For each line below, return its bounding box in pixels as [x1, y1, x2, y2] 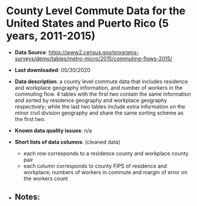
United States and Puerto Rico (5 [6, 17, 169, 30]
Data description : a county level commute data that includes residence [14, 78, 188, 85]
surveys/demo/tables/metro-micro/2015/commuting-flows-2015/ [14, 55, 173, 62]
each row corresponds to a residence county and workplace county [23, 149, 189, 157]
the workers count [23, 175, 68, 182]
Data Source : [14, 48, 48, 55]
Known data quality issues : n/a [14, 127, 93, 134]
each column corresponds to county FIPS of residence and [23, 162, 167, 169]
